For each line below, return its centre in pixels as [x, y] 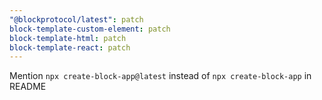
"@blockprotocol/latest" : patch [76, 19]
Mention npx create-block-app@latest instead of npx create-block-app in [160, 76]
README [28, 87]
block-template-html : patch [68, 38]
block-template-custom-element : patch [90, 29]
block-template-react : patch [70, 47]
